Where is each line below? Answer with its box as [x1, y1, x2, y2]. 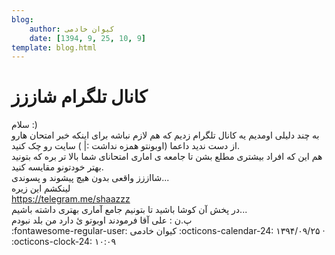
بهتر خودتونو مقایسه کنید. [11, 161, 104, 173]
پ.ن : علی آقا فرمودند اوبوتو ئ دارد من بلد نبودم [11, 214, 193, 226]
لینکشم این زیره [11, 182, 71, 195]
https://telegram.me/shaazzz [11, 193, 131, 205]
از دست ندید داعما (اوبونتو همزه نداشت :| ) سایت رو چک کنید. [11, 140, 240, 152]
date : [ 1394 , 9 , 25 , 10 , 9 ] [29, 33, 146, 43]
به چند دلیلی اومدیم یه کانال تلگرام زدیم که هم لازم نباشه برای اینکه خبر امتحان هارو [11, 129, 320, 141]
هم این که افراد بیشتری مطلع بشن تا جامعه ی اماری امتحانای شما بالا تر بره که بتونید [11, 151, 323, 163]
